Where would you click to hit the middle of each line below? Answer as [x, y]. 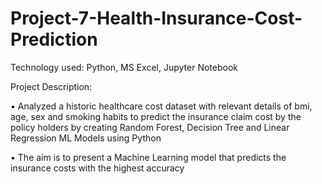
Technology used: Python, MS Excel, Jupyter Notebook [124, 67]
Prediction [54, 39]
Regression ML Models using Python [86, 138]
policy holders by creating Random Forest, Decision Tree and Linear [150, 127]
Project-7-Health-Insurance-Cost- [156, 18]
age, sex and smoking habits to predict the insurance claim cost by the [156, 116]
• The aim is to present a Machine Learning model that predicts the [148, 157]
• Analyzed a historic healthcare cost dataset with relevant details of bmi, [161, 106]
